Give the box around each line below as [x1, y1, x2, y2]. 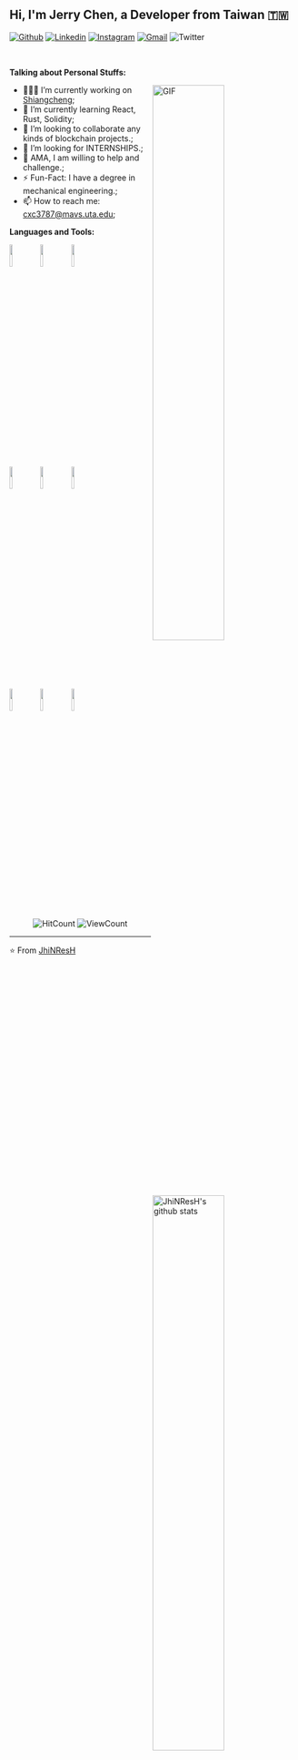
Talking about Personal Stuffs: [9, 67, 126, 77]
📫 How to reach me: [22, 195, 101, 206]
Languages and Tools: [9, 226, 95, 237]
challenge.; [22, 161, 65, 172]
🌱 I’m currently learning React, [22, 104, 136, 115]
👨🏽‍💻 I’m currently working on [22, 84, 133, 95]
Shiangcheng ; [22, 94, 75, 105]
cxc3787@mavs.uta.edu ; [22, 209, 116, 220]
